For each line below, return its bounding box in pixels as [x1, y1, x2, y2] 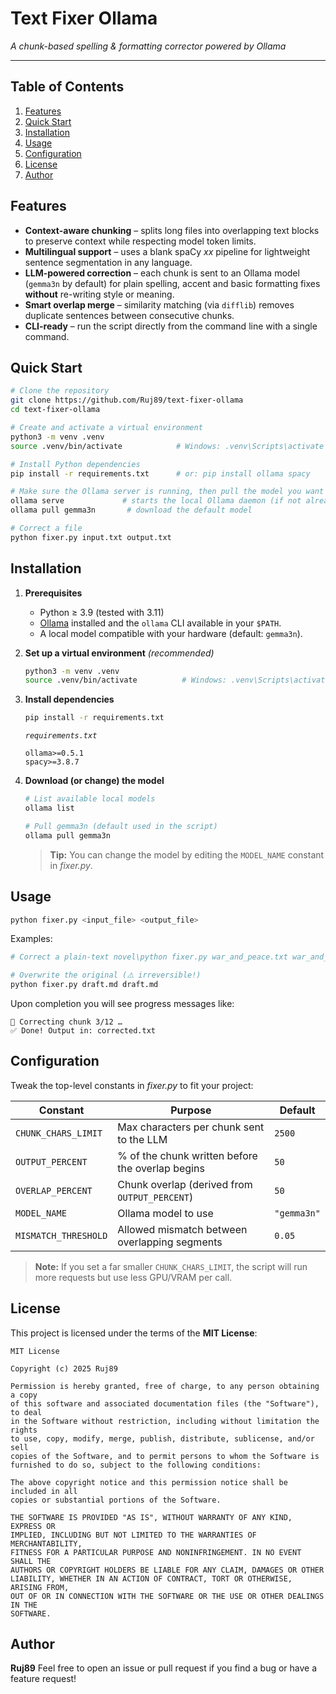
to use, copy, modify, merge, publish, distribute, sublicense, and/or [10, 1433, 315, 1444]
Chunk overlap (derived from [117, 1177, 253, 1191]
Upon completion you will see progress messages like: [10, 998, 235, 1009]
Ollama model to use [117, 1206, 214, 1220]
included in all [10, 1486, 78, 1496]
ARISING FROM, [10, 1582, 70, 1592]
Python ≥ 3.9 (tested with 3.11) [39, 606, 165, 618]
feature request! [10, 1673, 77, 1685]
